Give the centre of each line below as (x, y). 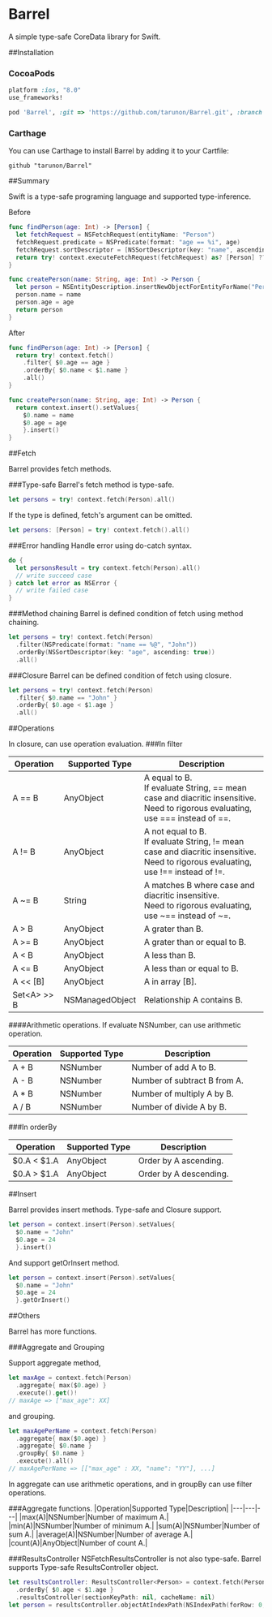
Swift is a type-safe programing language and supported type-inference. (130, 196)
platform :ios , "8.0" (45, 90)
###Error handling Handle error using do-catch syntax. (100, 545)
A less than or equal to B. (191, 968)
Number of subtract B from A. (188, 1080)
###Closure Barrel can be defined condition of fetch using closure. (120, 675)
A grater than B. (174, 929)
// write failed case (52, 591)
